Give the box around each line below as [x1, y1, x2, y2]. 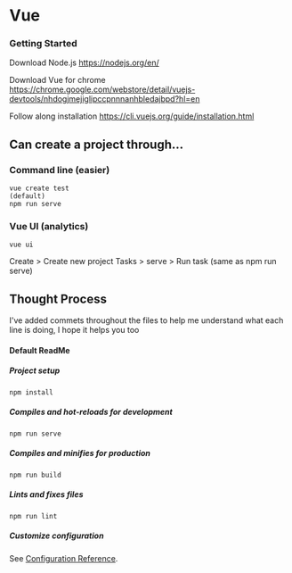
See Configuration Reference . [9, 552, 118, 563]
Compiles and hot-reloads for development [9, 407, 174, 418]
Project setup [9, 365, 61, 376]
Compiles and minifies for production [9, 448, 151, 459]
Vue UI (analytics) [9, 220, 89, 233]
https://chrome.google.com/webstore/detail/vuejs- [9, 84, 196, 95]
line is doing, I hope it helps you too [9, 325, 140, 336]
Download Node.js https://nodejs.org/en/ [9, 57, 159, 68]
